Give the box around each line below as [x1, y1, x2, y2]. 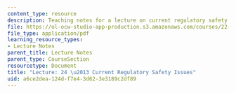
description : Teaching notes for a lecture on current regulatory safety [7, 17, 228, 24]
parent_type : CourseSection [7, 56, 90, 63]
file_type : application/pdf [7, 29, 90, 37]
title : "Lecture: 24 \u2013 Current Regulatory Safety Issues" [7, 69, 197, 76]
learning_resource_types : [7, 36, 83, 43]
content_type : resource [7, 10, 77, 17]
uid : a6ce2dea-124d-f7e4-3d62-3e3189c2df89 [7, 75, 137, 83]
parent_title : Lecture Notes [7, 50, 93, 57]
